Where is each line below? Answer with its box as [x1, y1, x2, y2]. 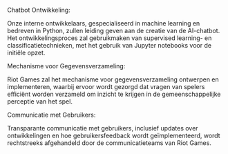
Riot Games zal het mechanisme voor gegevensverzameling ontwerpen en [7, 75, 219, 84]
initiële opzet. [7, 48, 46, 57]
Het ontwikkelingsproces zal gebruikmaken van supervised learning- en [7, 34, 212, 42]
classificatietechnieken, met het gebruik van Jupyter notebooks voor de [7, 41, 212, 49]
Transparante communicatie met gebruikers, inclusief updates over [7, 124, 198, 132]
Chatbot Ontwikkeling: [7, 6, 70, 14]
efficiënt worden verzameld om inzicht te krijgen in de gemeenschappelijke [7, 90, 221, 98]
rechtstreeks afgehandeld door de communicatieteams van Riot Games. [7, 139, 212, 147]
